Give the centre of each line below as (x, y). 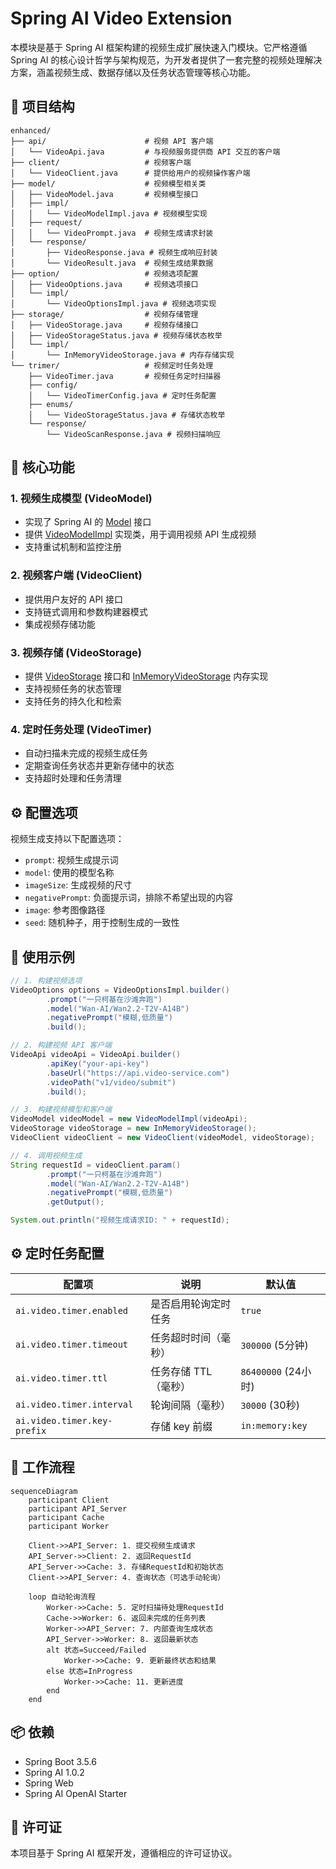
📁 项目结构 (42, 107)
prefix (31, 1430)
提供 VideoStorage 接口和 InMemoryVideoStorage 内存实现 (146, 676)
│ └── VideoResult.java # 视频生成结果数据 (112, 263)
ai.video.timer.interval (74, 1404)
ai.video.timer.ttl (61, 1378)
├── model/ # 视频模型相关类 (108, 183)
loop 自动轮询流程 (62, 1597)
